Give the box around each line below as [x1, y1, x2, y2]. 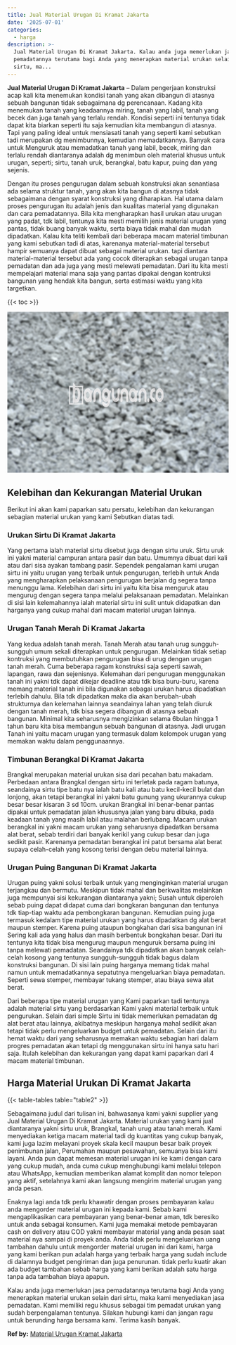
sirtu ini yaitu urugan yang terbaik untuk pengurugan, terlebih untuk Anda [7, 568, 220, 577]
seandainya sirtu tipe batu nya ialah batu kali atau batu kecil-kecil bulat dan [7, 785, 225, 793]
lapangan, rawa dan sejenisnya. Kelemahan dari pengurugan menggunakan [7, 669, 226, 678]
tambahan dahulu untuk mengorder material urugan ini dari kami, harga [7, 1242, 214, 1251]
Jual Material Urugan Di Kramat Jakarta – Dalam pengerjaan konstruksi [7, 83, 216, 91]
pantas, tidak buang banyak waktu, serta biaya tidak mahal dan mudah [7, 224, 212, 232]
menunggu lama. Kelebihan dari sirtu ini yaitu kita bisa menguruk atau [7, 584, 209, 592]
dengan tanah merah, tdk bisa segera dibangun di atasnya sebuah [7, 707, 199, 715]
